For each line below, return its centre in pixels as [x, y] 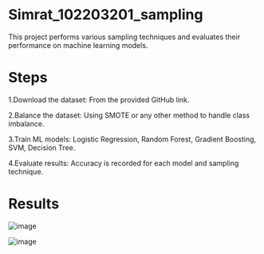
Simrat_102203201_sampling [106, 15]
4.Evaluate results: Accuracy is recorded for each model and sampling [124, 163]
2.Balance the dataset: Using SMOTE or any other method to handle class [129, 115]
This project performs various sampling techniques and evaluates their [124, 37]
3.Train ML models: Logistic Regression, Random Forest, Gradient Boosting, [132, 139]
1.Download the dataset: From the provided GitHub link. [99, 99]
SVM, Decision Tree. [42, 147]
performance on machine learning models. [78, 45]
